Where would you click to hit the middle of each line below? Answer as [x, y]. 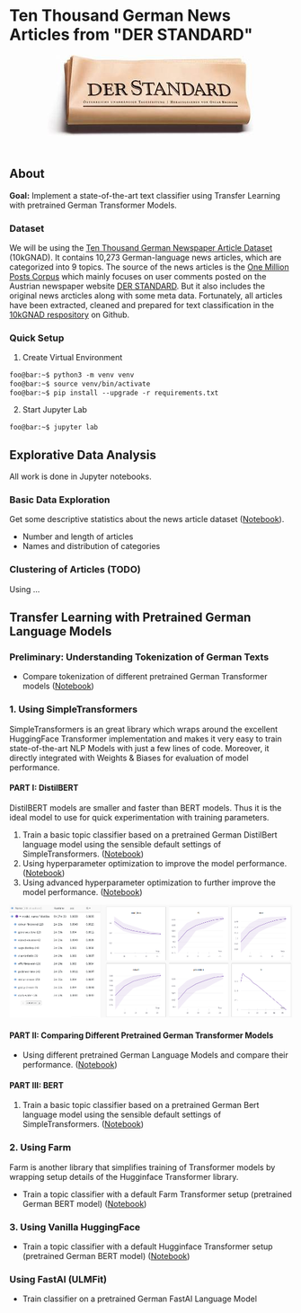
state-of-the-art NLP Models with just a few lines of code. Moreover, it [139, 748]
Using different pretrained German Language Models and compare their [155, 1055]
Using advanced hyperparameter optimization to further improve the [149, 883]
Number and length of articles [78, 537]
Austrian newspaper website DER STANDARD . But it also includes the [137, 286]
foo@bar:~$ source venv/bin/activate [80, 384]
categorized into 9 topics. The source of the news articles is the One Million [149, 267]
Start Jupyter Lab [55, 410]
